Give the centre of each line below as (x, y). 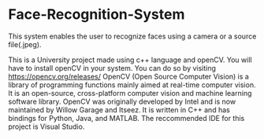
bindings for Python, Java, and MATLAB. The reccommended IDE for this (126, 118)
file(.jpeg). (25, 44)
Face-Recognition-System (97, 15)
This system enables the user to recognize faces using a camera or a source (132, 36)
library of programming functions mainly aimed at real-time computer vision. (132, 85)
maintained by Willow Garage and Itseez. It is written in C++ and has (119, 110)
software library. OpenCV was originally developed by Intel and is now (122, 101)
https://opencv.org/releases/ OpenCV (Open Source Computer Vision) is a (129, 76)
